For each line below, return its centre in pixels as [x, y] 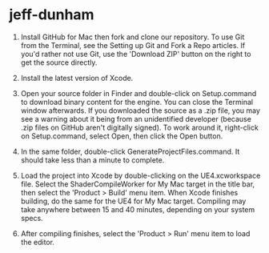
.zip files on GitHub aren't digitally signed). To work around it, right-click [139, 127]
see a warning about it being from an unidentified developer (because [136, 118]
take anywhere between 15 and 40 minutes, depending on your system [138, 209]
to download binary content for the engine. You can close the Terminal [137, 102]
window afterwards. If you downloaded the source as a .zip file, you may [141, 110]
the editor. [38, 242]
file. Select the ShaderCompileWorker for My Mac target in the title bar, [138, 184]
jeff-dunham [52, 15]
